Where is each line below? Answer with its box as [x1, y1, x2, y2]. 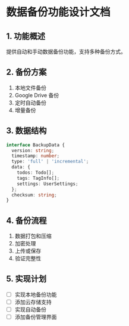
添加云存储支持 [14, 298, 52, 305]
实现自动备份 [14, 306, 46, 313]
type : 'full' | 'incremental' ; [11, 159, 89, 165]
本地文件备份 [14, 84, 46, 91]
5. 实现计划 [6, 274, 46, 284]
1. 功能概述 [6, 31, 46, 41]
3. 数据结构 [6, 126, 47, 136]
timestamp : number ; [11, 153, 60, 159]
